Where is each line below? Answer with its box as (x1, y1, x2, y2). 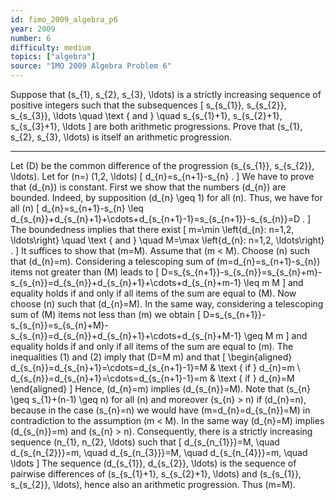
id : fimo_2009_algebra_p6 (10, 14, 118, 25)
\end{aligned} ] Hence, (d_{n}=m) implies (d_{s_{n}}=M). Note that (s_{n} (10, 383, 311, 395)
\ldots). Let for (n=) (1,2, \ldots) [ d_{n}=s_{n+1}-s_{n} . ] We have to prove (10, 171, 315, 182)
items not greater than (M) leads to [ (10, 266, 160, 278)
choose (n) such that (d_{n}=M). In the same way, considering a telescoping (10, 298, 324, 310)
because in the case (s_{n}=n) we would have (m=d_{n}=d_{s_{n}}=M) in (10, 404, 311, 416)
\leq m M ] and (243, 277, 304, 288)
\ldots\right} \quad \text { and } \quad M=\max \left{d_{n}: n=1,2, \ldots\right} (10, 234, 325, 246)
